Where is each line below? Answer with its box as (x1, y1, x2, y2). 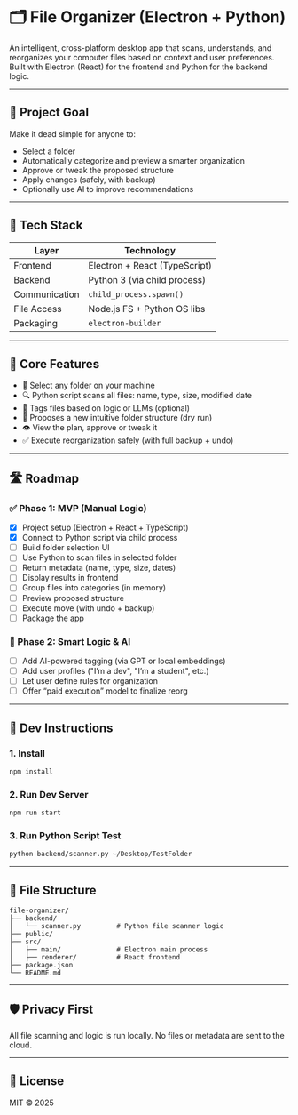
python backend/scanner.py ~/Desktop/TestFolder (9, 850, 192, 859)
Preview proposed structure (21, 592, 124, 603)
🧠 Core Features (9, 357, 100, 372)
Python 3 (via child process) (88, 273, 207, 285)
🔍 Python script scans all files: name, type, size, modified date (21, 390, 253, 401)
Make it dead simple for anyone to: (9, 128, 136, 139)
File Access (13, 302, 62, 315)
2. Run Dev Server (9, 788, 89, 800)
